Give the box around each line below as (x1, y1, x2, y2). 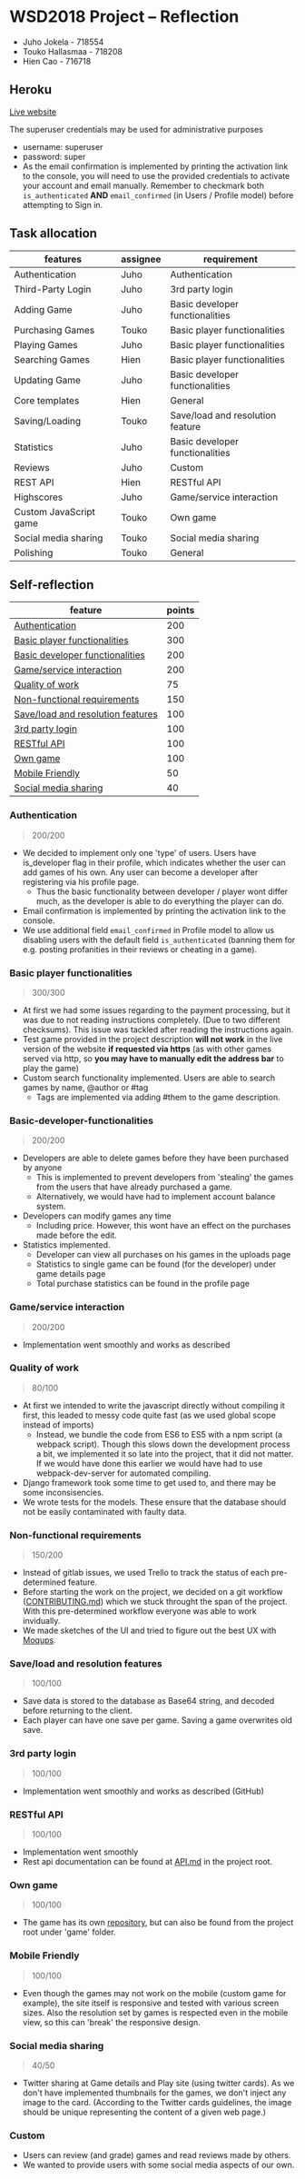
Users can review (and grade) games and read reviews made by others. (22, 2150, 291, 2161)
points (166, 604, 195, 617)
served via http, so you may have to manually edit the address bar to (22, 1052, 284, 1064)
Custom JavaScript (14, 505, 95, 518)
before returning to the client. (22, 1706, 133, 1716)
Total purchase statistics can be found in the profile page (35, 1279, 250, 1289)
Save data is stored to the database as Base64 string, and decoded (22, 1696, 275, 1706)
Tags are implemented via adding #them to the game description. (35, 1091, 281, 1102)
